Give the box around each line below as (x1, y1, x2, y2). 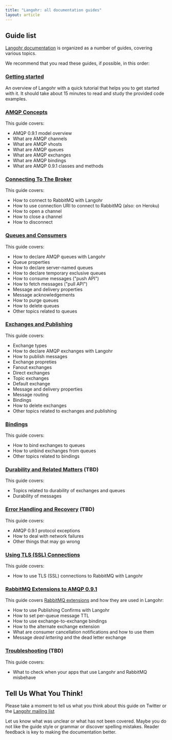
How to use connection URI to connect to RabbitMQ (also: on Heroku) (12, 203, 160, 209)
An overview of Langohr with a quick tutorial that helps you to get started (5, 85, 160, 91)
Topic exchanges (12, 375, 49, 381)
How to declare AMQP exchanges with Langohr (12, 347, 113, 354)
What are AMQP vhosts (12, 141, 62, 147)
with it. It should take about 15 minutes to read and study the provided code (5, 90, 165, 96)
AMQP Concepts (5, 108, 48, 115)
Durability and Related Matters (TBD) (5, 466, 99, 473)
